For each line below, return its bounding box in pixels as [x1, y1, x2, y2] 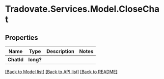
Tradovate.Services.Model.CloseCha [5, 3, 160, 15]
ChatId [7, 56, 24, 63]
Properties [5, 33, 38, 42]
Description [46, 48, 75, 54]
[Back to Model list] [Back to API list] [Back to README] [5, 69, 118, 75]
